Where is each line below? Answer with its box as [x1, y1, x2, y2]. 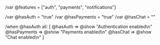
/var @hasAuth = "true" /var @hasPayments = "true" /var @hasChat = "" [5, 14, 155, 19]
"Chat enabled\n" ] [5, 34, 44, 40]
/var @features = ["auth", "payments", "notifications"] [5, 4, 116, 10]
